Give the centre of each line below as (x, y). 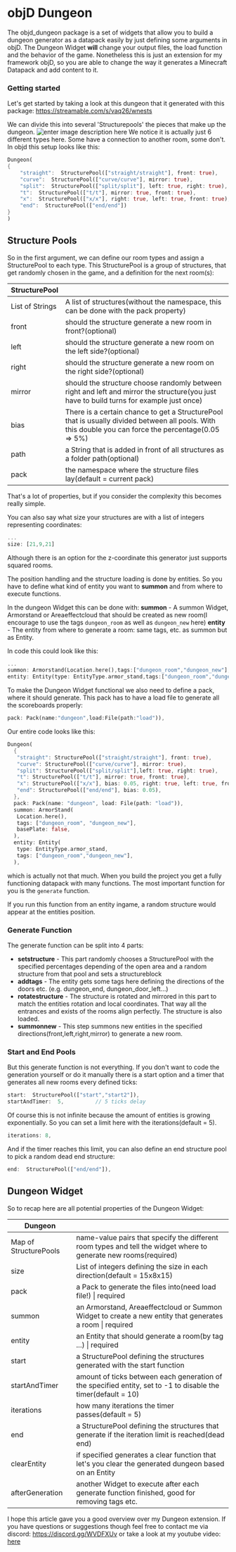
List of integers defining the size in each (142, 1266)
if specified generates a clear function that (146, 1455)
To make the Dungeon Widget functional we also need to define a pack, (111, 690)
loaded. (28, 1018)
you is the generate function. (48, 890)
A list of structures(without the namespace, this (143, 302)
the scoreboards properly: (45, 705)
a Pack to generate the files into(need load (146, 1287)
